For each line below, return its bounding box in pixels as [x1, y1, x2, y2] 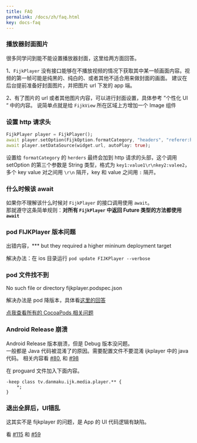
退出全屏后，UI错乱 [6, 404, 60, 412]
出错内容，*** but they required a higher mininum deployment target [6, 242, 172, 249]
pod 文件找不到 [6, 271, 49, 279]
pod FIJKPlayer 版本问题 [6, 228, 76, 236]
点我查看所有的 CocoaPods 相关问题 [6, 309, 94, 317]
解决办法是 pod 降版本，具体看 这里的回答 [6, 297, 106, 304]
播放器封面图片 [6, 40, 49, 48]
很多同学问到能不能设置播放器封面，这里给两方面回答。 [6, 54, 140, 62]
